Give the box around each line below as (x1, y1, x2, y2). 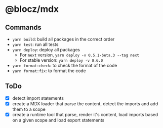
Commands (5, 23, 42, 32)
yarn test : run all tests (12, 42, 59, 47)
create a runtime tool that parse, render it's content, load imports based (12, 111, 158, 117)
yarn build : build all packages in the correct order (12, 36, 115, 42)
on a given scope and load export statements (12, 117, 105, 123)
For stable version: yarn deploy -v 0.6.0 (19, 57, 103, 63)
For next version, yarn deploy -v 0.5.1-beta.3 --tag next (19, 52, 139, 58)
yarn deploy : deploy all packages (12, 47, 80, 52)
